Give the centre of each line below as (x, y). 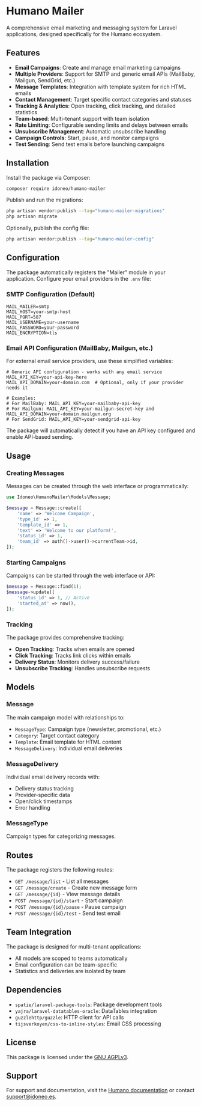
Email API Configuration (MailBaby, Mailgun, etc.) (79, 348)
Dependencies (34, 990)
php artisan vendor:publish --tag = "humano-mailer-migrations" (85, 211)
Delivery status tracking (44, 788)
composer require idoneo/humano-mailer (56, 188)
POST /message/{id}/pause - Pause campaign (70, 907)
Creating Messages (35, 473)
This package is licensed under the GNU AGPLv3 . (67, 1057)
